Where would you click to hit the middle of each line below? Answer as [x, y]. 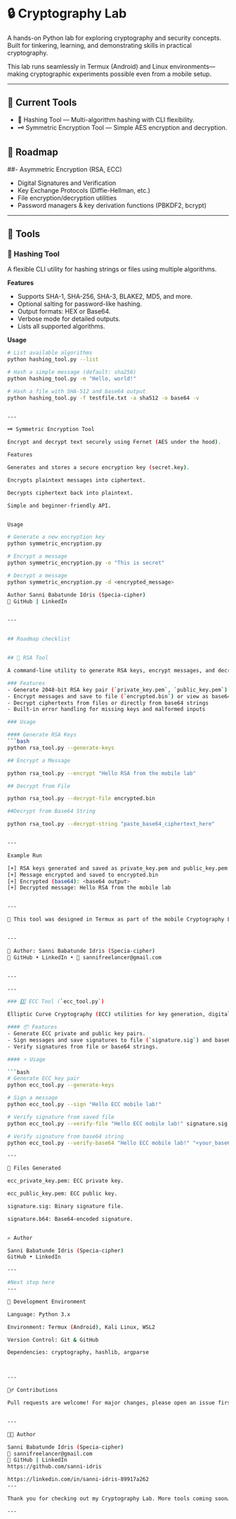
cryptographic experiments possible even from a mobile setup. [121, 74]
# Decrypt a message [38, 575]
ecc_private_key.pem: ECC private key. [66, 1181]
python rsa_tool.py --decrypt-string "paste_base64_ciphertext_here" [111, 824]
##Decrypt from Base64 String [52, 812]
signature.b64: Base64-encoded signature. [70, 1219]
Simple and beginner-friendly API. [59, 506]
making [18, 74]
